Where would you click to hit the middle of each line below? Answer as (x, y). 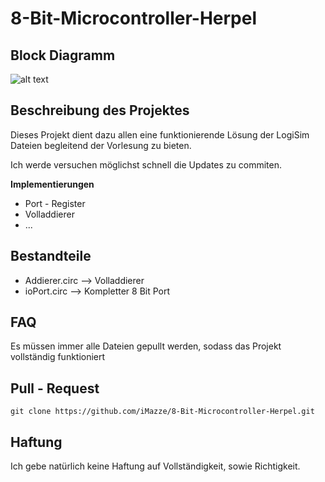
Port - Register (55, 203)
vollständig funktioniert (58, 357)
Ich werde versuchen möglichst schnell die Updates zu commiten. (146, 164)
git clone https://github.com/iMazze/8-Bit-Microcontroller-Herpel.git (162, 412)
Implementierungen (52, 184)
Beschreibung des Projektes (100, 110)
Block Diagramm (63, 55)
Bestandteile (51, 256)
